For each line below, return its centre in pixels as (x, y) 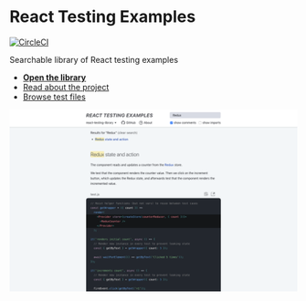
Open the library (54, 77)
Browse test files (54, 97)
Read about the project (66, 87)
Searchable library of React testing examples (94, 59)
